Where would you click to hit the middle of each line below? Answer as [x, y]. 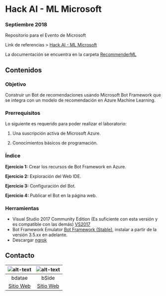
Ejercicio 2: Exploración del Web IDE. [43, 176]
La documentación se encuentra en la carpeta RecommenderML [71, 54]
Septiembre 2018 [26, 25]
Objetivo [16, 84]
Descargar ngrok [29, 240]
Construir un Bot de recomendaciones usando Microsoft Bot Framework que [83, 95]
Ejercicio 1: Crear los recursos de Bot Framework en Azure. [66, 166]
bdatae [20, 278]
